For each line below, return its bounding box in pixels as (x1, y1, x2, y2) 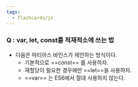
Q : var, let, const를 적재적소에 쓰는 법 (6, 36, 115, 45)
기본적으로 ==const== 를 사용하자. (24, 59, 109, 66)
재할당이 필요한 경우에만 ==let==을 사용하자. (24, 66, 132, 74)
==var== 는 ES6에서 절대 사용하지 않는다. (24, 74, 126, 81)
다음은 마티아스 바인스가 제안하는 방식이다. (15, 51, 118, 58)
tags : (6, 9, 20, 15)
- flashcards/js (12, 15, 53, 21)
